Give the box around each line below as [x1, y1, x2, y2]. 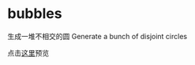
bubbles [7, 5, 62, 23]
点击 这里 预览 [7, 48, 49, 57]
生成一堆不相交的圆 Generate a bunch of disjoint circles [7, 31, 187, 41]
